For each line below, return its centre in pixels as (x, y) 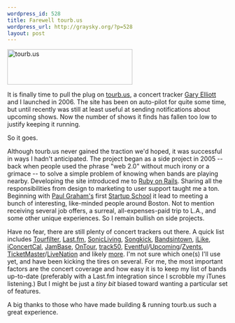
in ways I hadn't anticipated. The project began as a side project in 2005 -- (115, 159)
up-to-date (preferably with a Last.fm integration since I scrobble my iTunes (116, 276)
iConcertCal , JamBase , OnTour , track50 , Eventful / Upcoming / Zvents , (106, 247)
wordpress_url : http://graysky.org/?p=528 (70, 27)
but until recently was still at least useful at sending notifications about (109, 110)
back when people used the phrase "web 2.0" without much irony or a (108, 166)
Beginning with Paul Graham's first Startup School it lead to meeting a (108, 196)
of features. (24, 292)
